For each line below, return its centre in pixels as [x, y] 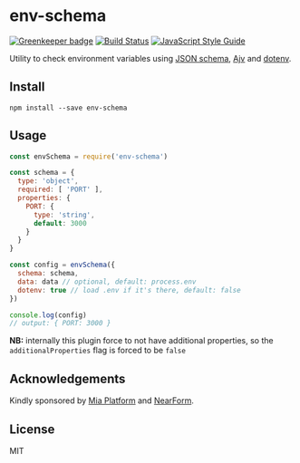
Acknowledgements [68, 378]
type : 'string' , [64, 215]
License [32, 429]
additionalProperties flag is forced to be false [97, 351]
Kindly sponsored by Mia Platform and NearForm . [102, 400]
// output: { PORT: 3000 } [60, 323]
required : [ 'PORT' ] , [60, 190]
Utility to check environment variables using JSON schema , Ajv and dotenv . [150, 58]
